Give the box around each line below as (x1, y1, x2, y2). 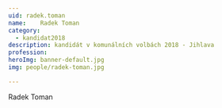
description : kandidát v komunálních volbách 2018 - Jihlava (8, 41, 215, 49)
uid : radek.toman (8, 11, 66, 20)
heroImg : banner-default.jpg (8, 56, 105, 64)
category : (8, 26, 41, 34)
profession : (8, 48, 48, 56)
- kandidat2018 (15, 33, 66, 42)
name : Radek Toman (8, 19, 80, 27)
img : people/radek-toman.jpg (8, 64, 105, 71)
